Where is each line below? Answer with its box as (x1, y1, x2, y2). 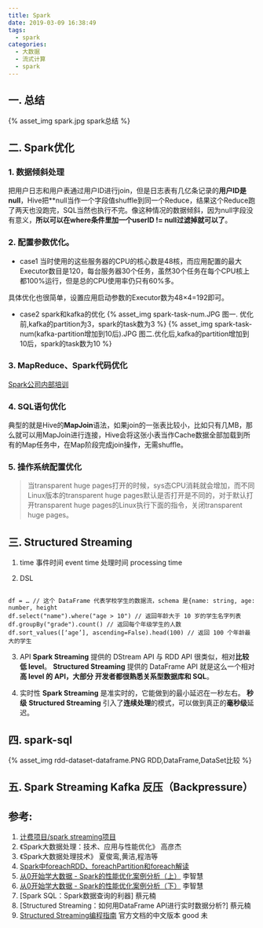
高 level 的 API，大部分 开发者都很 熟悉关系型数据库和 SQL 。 (19, 672, 214, 681)
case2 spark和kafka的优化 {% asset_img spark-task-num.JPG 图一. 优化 (19, 309, 254, 319)
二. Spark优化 (8, 141, 75, 154)
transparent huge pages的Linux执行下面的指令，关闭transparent (34, 500, 243, 510)
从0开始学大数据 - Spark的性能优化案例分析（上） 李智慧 (19, 871, 204, 881)
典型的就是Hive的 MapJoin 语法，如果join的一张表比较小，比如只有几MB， (8, 421, 247, 430)
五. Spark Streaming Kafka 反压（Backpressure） (8, 780, 254, 794)
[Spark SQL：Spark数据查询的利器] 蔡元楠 (19, 891, 156, 901)
